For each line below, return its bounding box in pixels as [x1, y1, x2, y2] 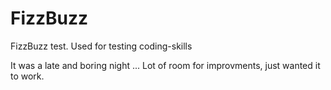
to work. [10, 70, 45, 82]
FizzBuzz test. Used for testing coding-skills [10, 40, 193, 52]
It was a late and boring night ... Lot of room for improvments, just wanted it [10, 59, 321, 71]
